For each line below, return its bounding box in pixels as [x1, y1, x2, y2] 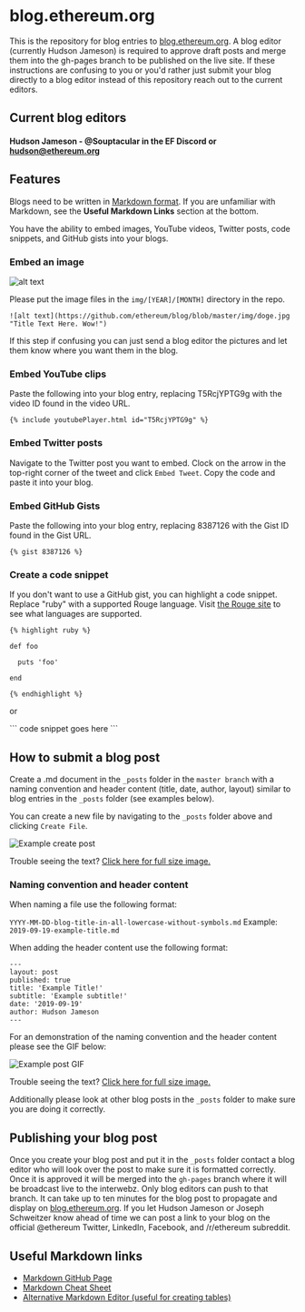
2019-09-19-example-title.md [9, 926, 120, 935]
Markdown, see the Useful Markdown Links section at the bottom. [9, 206, 259, 217]
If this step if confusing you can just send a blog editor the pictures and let [9, 336, 288, 347]
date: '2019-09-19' [9, 1000, 84, 1009]
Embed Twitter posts [9, 437, 103, 449]
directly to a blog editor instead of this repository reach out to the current [9, 74, 283, 85]
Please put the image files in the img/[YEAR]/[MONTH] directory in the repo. [9, 294, 286, 305]
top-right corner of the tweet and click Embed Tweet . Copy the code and [9, 467, 276, 478]
